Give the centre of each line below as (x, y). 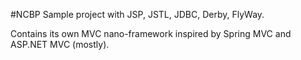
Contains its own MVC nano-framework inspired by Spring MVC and (151, 33)
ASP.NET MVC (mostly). (60, 44)
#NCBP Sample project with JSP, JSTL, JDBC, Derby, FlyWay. (137, 14)
